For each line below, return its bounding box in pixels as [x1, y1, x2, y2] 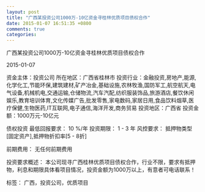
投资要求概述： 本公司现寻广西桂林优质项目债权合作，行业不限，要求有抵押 [6, 158, 196, 166]
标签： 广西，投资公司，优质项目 [6, 179, 89, 187]
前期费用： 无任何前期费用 [6, 146, 72, 153]
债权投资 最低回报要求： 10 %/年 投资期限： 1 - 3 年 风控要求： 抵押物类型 [6, 125, 193, 132]
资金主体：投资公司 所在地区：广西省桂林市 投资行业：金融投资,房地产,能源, [6, 74, 196, 81]
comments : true [6, 26, 45, 32]
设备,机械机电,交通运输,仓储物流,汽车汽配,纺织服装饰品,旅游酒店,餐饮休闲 [11, 89, 195, 96]
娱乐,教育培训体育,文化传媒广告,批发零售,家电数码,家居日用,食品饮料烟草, [6, 97, 189, 104]
